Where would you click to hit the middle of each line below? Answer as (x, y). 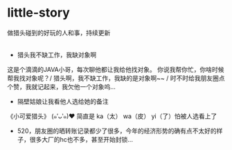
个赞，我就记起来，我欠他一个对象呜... (62, 86)
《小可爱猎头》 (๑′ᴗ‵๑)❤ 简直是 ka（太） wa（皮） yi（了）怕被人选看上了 (112, 116)
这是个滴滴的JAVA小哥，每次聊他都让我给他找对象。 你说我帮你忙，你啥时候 (116, 69)
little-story (39, 13)
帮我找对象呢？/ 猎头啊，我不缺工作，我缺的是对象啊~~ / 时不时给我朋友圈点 (116, 78)
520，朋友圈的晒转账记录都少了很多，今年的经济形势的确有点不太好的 (117, 131)
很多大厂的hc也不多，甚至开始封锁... (81, 139)
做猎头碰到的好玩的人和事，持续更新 (59, 32)
